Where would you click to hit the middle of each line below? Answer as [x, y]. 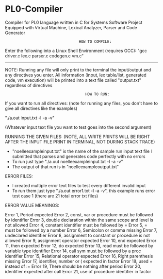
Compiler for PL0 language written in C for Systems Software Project [74, 22]
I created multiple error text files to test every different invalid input [79, 185]
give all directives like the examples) [41, 108]
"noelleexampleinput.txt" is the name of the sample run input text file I [82, 151]
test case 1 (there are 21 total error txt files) [55, 196]
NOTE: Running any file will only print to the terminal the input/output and [78, 70]
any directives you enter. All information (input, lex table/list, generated [76, 75]
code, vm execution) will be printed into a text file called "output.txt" [73, 80]
